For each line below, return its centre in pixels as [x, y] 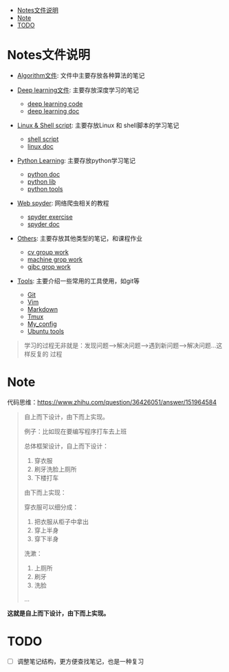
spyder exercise [50, 217]
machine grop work [55, 259]
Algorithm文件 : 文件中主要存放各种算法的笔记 [81, 75]
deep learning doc [53, 111]
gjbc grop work [49, 266]
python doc [44, 174]
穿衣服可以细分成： [51, 507]
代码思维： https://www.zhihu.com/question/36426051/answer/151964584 [112, 402]
